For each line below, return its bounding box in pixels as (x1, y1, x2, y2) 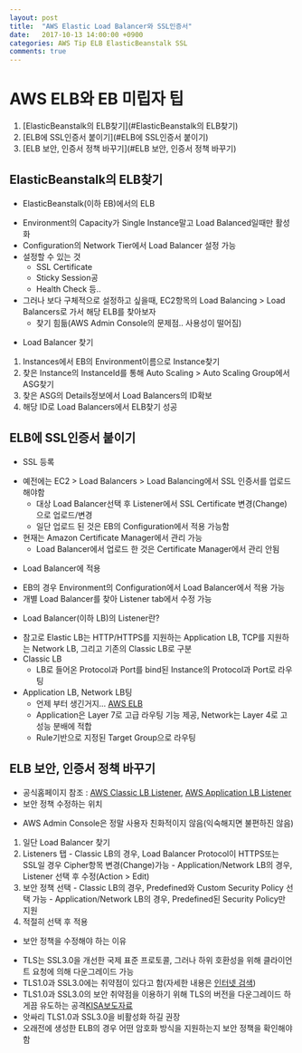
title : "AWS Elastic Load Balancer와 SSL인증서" (9, 22, 193, 31)
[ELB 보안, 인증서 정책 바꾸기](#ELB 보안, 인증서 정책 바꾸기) (22, 143, 237, 154)
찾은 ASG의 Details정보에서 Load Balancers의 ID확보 (22, 390, 212, 401)
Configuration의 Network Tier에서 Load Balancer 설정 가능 (22, 239, 237, 250)
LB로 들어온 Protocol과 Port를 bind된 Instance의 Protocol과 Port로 (35, 663, 276, 675)
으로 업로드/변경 (35, 509, 93, 520)
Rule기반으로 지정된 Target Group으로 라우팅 (35, 731, 196, 743)
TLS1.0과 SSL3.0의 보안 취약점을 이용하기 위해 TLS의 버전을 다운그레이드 (22, 989, 282, 1000)
